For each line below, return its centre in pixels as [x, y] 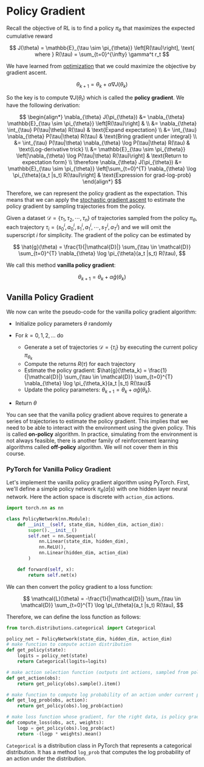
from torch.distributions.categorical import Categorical [81, 628]
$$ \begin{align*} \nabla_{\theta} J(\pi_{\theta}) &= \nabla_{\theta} [102, 117]
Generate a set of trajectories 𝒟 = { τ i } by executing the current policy [111, 348]
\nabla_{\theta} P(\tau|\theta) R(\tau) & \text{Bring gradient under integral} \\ [102, 136]
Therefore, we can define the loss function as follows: [74, 617]
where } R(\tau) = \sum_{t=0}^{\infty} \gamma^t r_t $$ [102, 54]
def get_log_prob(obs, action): [47, 700]
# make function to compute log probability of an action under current [100, 695]
